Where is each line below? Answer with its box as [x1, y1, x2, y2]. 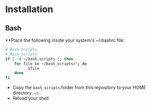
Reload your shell [12, 95, 49, 101]
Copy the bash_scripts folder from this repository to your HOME [12, 85, 146, 91]
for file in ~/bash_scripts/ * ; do [14, 61, 87, 66]
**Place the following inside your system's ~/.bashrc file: [5, 37, 125, 43]
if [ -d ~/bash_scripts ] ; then [5, 56, 73, 61]
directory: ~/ [12, 90, 39, 96]
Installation [5, 4, 54, 15]
